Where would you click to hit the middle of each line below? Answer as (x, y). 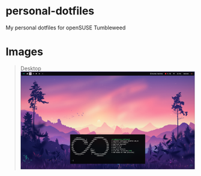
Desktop (31, 68)
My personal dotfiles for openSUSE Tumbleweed (66, 28)
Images (24, 52)
